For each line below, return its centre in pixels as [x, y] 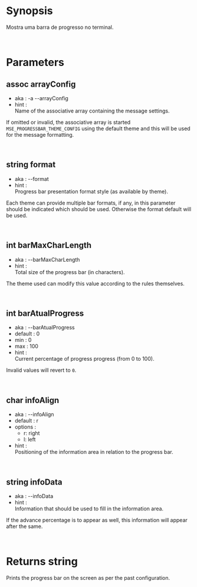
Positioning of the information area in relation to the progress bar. [94, 452]
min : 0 [23, 340]
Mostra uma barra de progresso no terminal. [60, 27]
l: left [29, 440]
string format [31, 165]
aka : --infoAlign [34, 414]
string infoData [34, 482]
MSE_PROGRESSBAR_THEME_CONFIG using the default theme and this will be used [98, 128]
